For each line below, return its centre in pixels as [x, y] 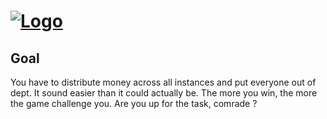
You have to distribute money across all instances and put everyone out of [163, 82]
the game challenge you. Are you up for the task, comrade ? [134, 103]
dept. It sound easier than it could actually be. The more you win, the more [164, 93]
